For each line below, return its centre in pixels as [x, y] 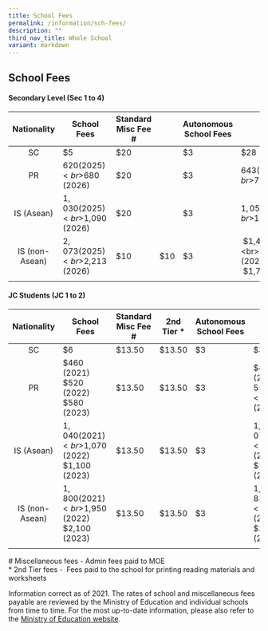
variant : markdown [39, 45]
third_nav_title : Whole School [60, 38]
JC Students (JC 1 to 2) [47, 295]
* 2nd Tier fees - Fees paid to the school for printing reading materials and [132, 569]
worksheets [28, 578]
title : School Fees [41, 16]
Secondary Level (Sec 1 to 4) [57, 98]
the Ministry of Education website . [65, 618]
